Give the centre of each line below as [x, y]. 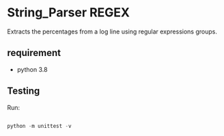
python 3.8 [32, 69]
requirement [34, 53]
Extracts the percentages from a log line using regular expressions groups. [112, 31]
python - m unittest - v [39, 126]
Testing [24, 91]
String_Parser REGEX [69, 13]
